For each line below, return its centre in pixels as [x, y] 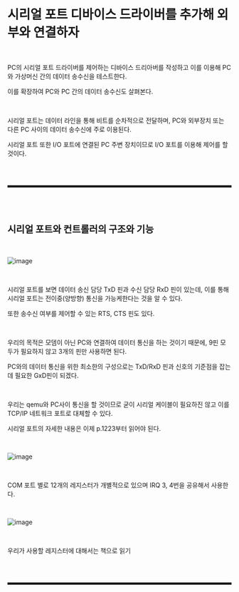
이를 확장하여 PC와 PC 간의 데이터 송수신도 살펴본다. [80, 91]
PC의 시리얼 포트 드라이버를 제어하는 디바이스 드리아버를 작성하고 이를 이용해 [114, 67]
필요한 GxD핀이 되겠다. [47, 375]
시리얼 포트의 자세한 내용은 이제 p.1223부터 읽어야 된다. [84, 428]
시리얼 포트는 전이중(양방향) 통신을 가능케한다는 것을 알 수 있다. [95, 298]
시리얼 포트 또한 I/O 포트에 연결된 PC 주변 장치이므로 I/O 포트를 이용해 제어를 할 [118, 144]
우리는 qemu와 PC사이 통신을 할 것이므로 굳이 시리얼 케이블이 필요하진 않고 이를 [118, 404]
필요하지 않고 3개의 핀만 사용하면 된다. [74, 351]
